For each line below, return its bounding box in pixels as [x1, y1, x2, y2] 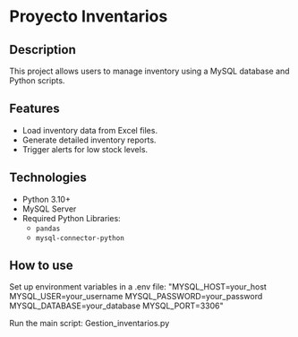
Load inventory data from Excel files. [21, 125, 158, 135]
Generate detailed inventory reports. [21, 134, 157, 145]
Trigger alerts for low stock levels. [21, 143, 149, 154]
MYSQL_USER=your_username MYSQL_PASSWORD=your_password [9, 291, 263, 302]
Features [9, 101, 60, 117]
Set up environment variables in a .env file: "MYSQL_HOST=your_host [9, 281, 267, 292]
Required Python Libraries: [21, 212, 121, 223]
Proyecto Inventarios [9, 6, 168, 27]
